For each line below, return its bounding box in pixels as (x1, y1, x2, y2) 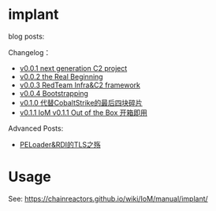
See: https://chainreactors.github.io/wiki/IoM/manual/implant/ (8, 194, 209, 203)
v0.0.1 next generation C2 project (19, 63, 128, 72)
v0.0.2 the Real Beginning (19, 72, 104, 81)
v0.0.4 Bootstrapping (19, 88, 89, 98)
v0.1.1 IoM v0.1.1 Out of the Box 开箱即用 (19, 108, 147, 117)
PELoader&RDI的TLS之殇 (19, 139, 101, 149)
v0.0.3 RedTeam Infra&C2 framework (19, 80, 140, 90)
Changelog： (8, 47, 51, 57)
